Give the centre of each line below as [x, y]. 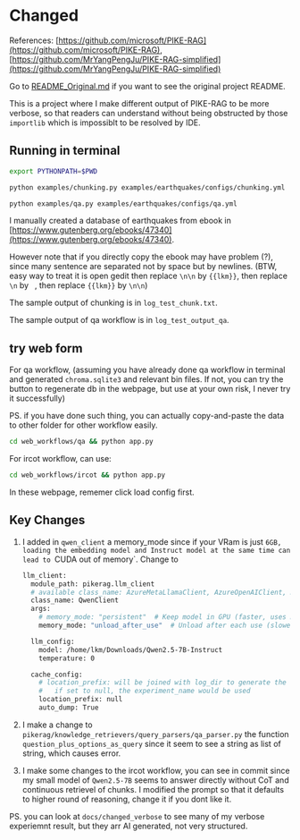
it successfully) [37, 398]
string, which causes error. [71, 753]
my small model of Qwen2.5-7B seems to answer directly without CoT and [155, 780]
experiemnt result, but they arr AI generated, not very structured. [129, 826]
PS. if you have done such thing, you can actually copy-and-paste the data [147, 416]
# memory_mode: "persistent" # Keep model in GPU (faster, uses [163, 617]
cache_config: [57, 675]
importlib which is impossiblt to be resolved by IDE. [105, 123]
